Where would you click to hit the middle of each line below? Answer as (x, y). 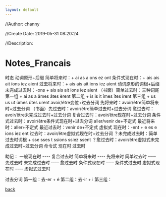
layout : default (22, 10)
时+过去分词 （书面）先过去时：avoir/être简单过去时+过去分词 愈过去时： (80, 108)
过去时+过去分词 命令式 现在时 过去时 (47, 146)
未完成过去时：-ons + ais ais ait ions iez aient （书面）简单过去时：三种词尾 (82, 90)
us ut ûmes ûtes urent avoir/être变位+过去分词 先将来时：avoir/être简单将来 (82, 102)
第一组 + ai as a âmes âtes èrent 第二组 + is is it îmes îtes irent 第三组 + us (81, 96)
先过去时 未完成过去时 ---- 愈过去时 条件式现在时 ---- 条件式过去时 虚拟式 (81, 162)
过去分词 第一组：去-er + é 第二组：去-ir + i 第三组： (59, 179)
